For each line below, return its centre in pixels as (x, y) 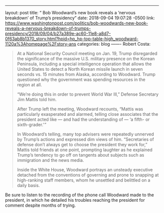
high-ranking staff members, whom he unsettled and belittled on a (83, 180)
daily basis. (28, 185)
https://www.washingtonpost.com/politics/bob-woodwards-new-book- (77, 23)
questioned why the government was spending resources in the (81, 80)
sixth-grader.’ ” (31, 125)
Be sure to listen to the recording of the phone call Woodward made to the (80, 195)
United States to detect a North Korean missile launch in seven (80, 69)
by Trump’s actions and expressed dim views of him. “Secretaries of (85, 139)
